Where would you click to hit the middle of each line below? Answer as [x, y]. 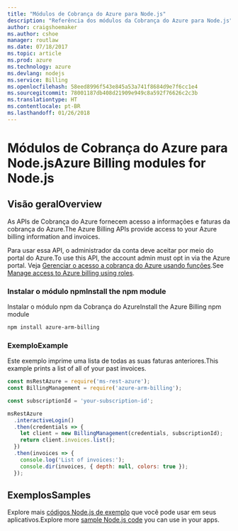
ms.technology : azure [39, 67]
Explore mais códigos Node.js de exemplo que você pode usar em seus [112, 513]
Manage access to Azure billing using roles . [71, 273]
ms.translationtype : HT [42, 100]
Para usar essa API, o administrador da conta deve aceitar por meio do [110, 250]
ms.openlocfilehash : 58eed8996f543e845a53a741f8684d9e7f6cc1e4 [103, 87]
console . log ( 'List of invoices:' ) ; [73, 460]
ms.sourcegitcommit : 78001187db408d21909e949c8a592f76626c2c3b [103, 93]
